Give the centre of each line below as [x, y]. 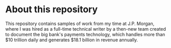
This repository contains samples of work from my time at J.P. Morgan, [80, 23]
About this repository [52, 9]
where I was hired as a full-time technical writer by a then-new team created [86, 29]
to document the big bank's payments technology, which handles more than [85, 34]
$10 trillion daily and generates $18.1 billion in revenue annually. [72, 40]
